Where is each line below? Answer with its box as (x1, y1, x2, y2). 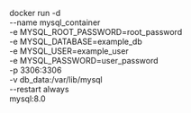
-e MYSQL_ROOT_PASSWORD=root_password (9, 27, 183, 37)
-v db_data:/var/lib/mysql (9, 74, 103, 84)
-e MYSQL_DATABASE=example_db (9, 36, 142, 47)
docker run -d (9, 8, 61, 18)
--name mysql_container (9, 17, 101, 28)
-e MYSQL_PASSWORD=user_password (9, 56, 159, 65)
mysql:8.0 (9, 93, 47, 104)
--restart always (9, 84, 69, 94)
